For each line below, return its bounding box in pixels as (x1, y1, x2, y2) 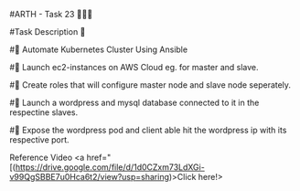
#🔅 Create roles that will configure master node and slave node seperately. (9, 80, 291, 90)
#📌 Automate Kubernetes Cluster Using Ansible (9, 44, 188, 55)
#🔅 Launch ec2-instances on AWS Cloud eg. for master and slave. (9, 62, 259, 72)
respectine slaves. (9, 107, 79, 118)
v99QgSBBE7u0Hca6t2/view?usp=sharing (9, 172, 169, 182)
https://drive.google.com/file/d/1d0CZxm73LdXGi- (15, 162, 206, 173)
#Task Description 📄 (9, 27, 86, 37)
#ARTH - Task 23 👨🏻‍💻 (9, 9, 93, 19)
